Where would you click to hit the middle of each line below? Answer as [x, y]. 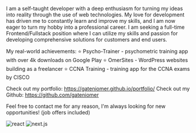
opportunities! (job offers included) [48, 112]
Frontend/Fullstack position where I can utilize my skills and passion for [92, 33]
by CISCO [18, 77]
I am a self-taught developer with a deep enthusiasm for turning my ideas [94, 8]
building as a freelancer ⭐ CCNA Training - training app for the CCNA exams [98, 69]
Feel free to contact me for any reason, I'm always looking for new [86, 106]
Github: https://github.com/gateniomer [53, 95]
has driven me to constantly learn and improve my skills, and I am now [91, 21]
